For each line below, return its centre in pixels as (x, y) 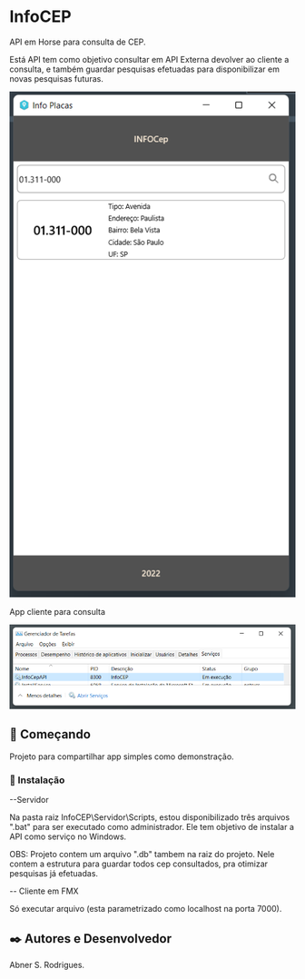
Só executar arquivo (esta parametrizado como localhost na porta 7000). (146, 909)
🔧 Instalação (37, 780)
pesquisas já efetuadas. (54, 874)
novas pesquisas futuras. (57, 78)
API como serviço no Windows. (68, 836)
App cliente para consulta (58, 612)
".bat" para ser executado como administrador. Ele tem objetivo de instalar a (152, 827)
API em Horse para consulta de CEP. (78, 42)
